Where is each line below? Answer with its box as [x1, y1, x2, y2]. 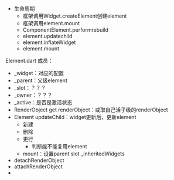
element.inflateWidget [22, 39, 76, 46]
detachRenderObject [13, 157, 64, 164]
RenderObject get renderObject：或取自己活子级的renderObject [13, 106, 168, 113]
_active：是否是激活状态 [13, 99, 73, 106]
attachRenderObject [13, 163, 63, 170]
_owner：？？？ [13, 91, 53, 99]
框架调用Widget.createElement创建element [22, 12, 127, 19]
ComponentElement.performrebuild [22, 26, 109, 33]
